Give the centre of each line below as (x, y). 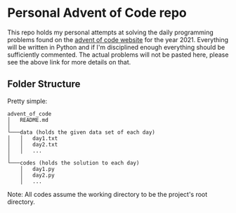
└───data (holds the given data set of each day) (81, 132)
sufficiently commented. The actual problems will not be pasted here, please (118, 55)
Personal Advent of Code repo (97, 13)
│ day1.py (37, 169)
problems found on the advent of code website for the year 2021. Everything (118, 39)
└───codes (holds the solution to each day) (73, 163)
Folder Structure (44, 84)
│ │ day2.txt (33, 144)
